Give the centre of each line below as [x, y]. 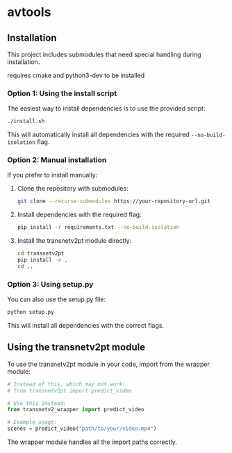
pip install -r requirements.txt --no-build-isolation [98, 228]
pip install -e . [42, 260]
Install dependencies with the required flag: [79, 215]
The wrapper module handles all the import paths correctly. [92, 442]
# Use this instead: [37, 403]
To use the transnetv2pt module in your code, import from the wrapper [108, 364]
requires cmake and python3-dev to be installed [76, 75]
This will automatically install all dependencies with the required [98, 135]
